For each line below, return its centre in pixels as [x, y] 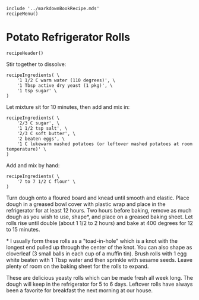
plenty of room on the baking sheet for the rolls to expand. [78, 266]
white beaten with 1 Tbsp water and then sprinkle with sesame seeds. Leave [99, 260]
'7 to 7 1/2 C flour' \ [46, 182]
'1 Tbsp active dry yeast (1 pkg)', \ [65, 85]
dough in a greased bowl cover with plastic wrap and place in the [86, 204]
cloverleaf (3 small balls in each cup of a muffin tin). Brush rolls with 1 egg [97, 254]
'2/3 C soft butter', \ [46, 133]
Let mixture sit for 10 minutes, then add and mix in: [68, 107]
